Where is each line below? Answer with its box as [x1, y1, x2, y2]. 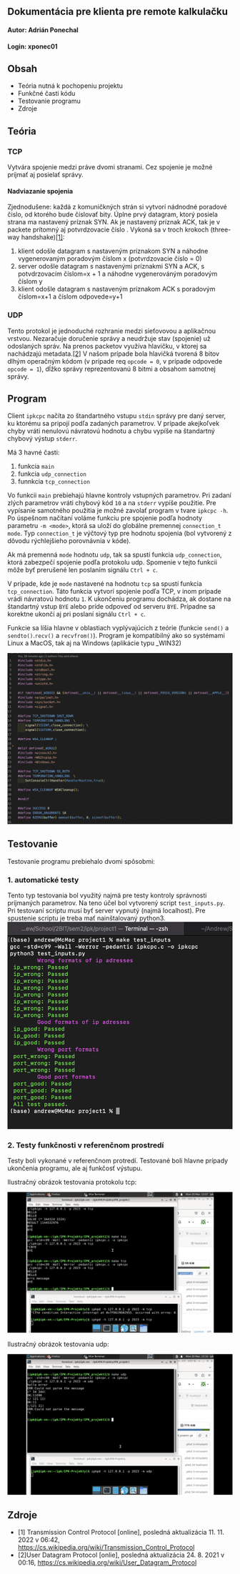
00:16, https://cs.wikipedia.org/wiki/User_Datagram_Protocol [17, 1558, 197, 1567]
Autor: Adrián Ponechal [7, 25, 79, 34]
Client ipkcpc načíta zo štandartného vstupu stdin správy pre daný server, [7, 412, 226, 420]
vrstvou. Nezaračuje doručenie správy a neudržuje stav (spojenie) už [7, 334, 211, 342]
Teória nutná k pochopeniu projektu [17, 81, 124, 90]
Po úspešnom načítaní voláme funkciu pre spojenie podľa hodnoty [7, 514, 202, 522]
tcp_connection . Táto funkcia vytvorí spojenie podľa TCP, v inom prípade [7, 587, 221, 596]
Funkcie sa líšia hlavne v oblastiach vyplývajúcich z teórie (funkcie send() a [7, 624, 229, 632]
